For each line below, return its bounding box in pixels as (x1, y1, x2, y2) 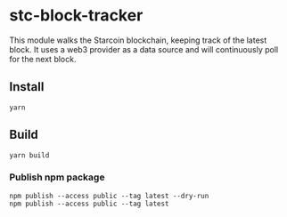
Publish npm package (9, 171, 105, 183)
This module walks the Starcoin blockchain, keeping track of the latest (9, 35, 267, 45)
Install (9, 79, 45, 94)
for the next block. (9, 53, 77, 64)
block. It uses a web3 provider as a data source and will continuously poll (9, 44, 279, 54)
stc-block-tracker (9, 5, 143, 26)
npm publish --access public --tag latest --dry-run (9, 191, 209, 200)
